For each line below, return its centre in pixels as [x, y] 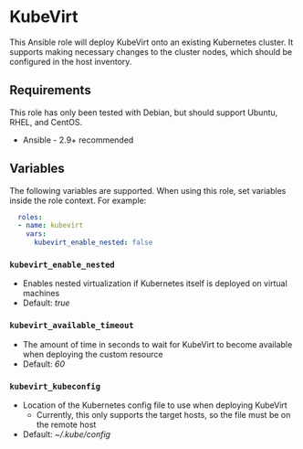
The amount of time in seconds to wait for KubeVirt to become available [157, 344]
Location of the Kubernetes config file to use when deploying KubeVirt [155, 405]
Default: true [46, 303]
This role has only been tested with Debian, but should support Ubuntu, [144, 112]
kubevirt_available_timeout [72, 326]
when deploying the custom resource [93, 354]
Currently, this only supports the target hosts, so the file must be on [163, 414]
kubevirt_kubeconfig [55, 386]
